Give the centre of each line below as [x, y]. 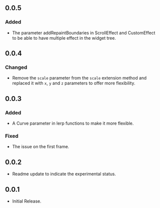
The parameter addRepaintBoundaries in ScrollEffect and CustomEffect [84, 33]
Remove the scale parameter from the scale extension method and [79, 78]
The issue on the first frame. [40, 147]
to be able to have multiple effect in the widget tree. [64, 38]
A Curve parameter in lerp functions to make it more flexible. [73, 123]
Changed [16, 67]
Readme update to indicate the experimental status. [64, 174]
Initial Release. [27, 201]
